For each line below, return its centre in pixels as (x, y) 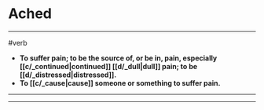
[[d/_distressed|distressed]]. (68, 75)
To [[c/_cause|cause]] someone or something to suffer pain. (120, 82)
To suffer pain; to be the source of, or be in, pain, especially (118, 58)
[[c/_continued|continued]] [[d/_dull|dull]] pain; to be (108, 66)
